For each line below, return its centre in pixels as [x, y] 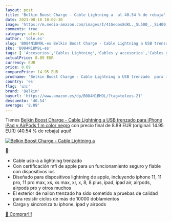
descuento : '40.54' [26, 100]
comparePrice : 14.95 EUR [32, 72]
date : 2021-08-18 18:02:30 [34, 19]
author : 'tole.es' [25, 39]
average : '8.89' [23, 106]
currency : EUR [20, 63]
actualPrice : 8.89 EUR [29, 58]
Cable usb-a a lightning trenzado [47, 161]
